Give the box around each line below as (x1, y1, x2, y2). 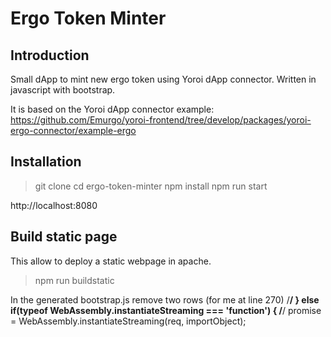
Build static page (10, 228, 118, 246)
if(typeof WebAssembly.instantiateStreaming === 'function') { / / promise (10, 304, 322, 316)
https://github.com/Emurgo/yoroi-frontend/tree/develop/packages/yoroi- (10, 114, 312, 126)
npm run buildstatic (34, 274, 115, 286)
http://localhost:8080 (10, 199, 98, 211)
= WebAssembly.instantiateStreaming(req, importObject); (10, 315, 247, 327)
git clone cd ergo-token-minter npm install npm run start (34, 180, 268, 192)
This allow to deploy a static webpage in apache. (10, 255, 212, 267)
